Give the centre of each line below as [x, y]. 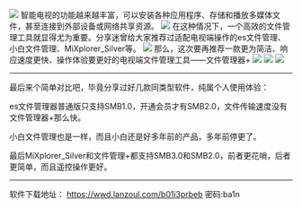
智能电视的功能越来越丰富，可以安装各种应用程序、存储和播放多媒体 [146, 15]
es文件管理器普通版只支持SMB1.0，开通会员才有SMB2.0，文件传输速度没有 [148, 106]
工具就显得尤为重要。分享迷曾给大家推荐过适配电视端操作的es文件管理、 [151, 37]
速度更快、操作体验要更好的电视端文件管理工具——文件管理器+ [134, 60]
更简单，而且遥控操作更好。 [61, 167]
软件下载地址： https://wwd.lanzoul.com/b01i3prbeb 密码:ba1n [125, 194]
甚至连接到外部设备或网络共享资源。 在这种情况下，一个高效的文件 [154, 26]
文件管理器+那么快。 [48, 117]
